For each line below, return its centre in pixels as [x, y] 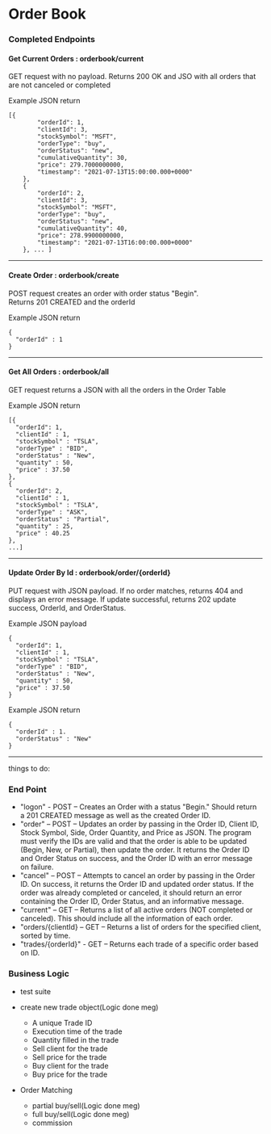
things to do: [29, 768]
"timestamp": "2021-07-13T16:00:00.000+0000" [115, 243]
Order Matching [46, 1090]
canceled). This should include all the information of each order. [126, 918]
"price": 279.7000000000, [81, 165]
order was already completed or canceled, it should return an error [131, 892]
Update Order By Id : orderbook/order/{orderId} [90, 573]
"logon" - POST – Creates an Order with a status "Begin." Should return [138, 807]
